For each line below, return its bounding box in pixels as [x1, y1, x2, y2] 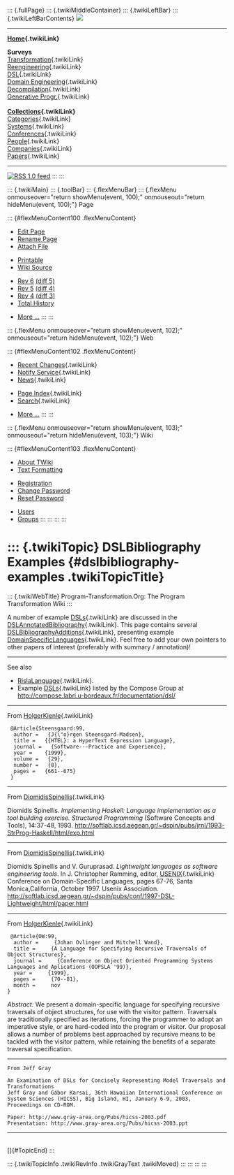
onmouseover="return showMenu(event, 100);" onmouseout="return [7, 193, 205, 201]
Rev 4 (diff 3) [17, 291, 56, 300]
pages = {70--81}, [13, 975, 79, 983]
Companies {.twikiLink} [7, 145, 72, 152]
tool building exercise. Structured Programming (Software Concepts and [7, 814, 214, 822]
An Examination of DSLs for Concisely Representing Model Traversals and [7, 1076, 226, 1084]
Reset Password [17, 494, 64, 502]
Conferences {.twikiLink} [7, 129, 77, 138]
